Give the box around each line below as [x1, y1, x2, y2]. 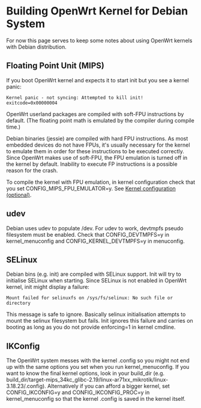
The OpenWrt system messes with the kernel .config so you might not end [6, 357, 190, 364]
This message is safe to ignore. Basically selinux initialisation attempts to [6, 311, 186, 318]
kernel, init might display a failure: [6, 284, 90, 291]
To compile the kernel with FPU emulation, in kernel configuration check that [6, 178, 196, 186]
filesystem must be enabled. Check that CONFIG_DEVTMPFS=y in [6, 231, 170, 238]
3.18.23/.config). [6, 383, 46, 390]
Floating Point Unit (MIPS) [6, 61, 105, 71]
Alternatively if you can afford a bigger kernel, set [47, 383, 170, 390]
